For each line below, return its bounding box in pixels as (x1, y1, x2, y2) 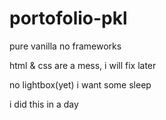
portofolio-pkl (9, 7, 128, 30)
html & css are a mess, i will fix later (9, 59, 157, 71)
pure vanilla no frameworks (9, 40, 122, 52)
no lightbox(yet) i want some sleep (9, 78, 152, 91)
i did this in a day (9, 98, 79, 110)
